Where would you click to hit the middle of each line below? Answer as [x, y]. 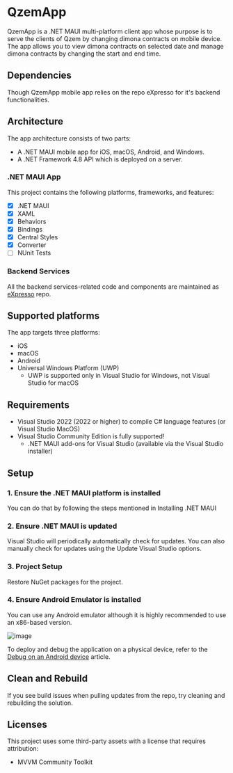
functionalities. [29, 99]
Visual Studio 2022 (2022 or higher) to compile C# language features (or [121, 422]
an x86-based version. [40, 622]
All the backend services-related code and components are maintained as [113, 287]
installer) [40, 451]
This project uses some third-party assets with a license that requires [107, 741]
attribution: [23, 749]
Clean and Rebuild [48, 679]
